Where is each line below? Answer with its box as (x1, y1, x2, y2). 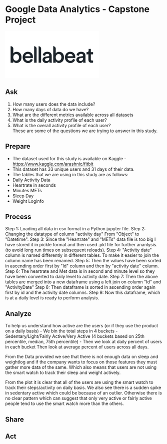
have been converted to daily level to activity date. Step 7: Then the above (5, 274, 158, 280)
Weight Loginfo (12, 198, 44, 204)
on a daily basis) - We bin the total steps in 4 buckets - (5, 328, 118, 334)
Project (5, 14, 36, 26)
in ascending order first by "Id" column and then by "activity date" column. (5, 263, 159, 269)
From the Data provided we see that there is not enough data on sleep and (5, 354, 158, 360)
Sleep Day (12, 193, 34, 199)
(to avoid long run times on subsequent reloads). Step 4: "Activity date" (5, 247, 152, 253)
